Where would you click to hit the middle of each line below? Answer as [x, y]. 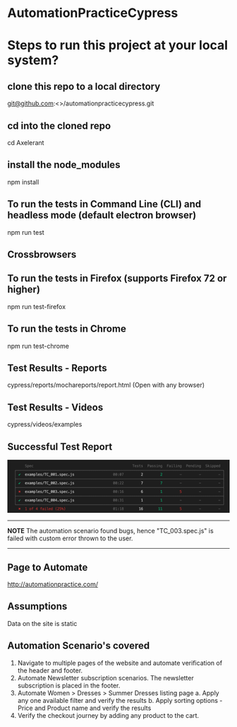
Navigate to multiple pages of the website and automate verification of [120, 663]
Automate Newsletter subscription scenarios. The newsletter [105, 677]
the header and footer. [50, 670]
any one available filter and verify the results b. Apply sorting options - [120, 700]
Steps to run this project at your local [117, 46]
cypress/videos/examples [45, 424]
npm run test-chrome [38, 346]
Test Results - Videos [55, 407]
